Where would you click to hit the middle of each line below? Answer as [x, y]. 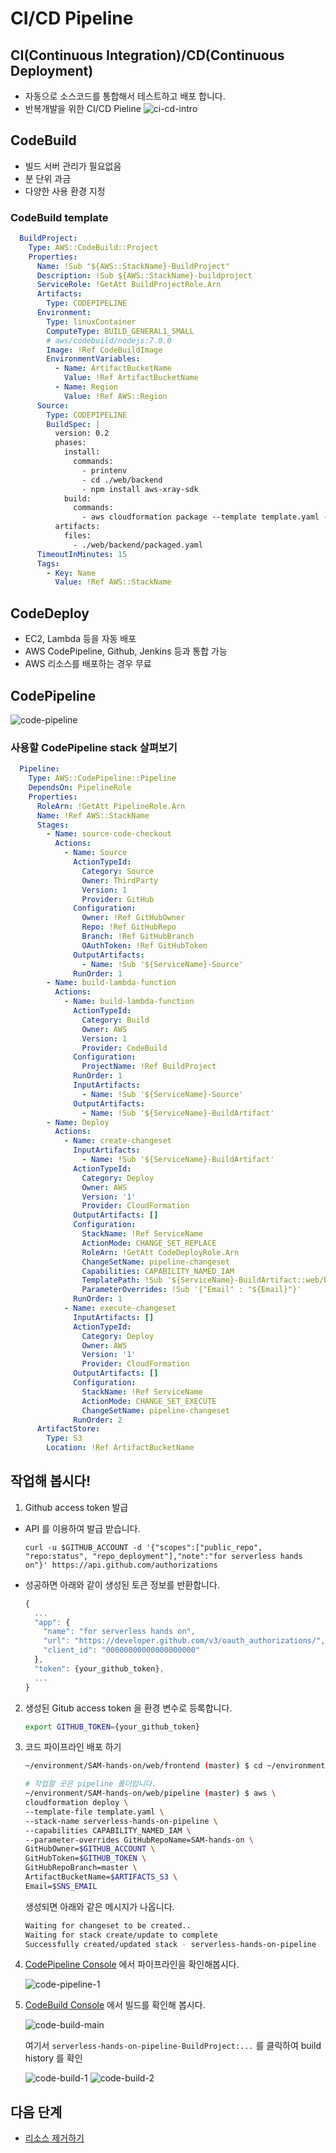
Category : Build [115, 1020]
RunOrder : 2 [98, 1420]
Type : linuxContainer [91, 322]
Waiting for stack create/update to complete [121, 1935]
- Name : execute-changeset [120, 1308]
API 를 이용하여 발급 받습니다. [82, 1528]
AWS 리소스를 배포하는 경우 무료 [88, 664]
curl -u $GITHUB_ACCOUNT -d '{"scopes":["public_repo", [143, 1547]
